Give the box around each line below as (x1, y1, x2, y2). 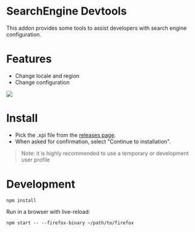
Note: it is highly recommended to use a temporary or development (21, 149, 189, 157)
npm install (6, 197, 36, 203)
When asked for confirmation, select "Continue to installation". (15, 138, 171, 145)
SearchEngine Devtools (6, 4, 127, 18)
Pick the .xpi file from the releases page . (15, 131, 116, 138)
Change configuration (15, 78, 70, 86)
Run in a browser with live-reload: (6, 208, 91, 215)
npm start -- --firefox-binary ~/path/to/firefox (6, 220, 134, 226)
